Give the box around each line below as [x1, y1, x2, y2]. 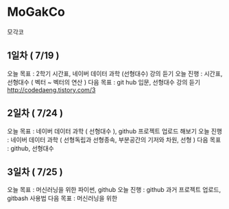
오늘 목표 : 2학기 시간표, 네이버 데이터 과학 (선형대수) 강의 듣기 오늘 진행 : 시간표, [7, 69, 223, 78]
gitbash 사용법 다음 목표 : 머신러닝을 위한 [7, 194, 118, 203]
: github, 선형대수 [7, 144, 55, 152]
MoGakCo [7, 4, 65, 20]
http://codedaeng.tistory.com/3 [7, 85, 96, 93]
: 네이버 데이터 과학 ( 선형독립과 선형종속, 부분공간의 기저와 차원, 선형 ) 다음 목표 [7, 135, 221, 144]
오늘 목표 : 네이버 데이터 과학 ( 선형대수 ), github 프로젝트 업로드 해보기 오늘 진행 [7, 126, 223, 135]
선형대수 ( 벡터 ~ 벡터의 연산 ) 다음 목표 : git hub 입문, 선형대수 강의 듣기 [7, 78, 201, 86]
